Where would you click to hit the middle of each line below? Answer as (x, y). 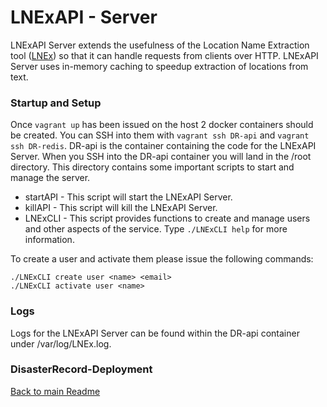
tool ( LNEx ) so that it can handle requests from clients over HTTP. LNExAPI (164, 55)
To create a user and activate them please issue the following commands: (162, 259)
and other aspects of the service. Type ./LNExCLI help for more (156, 229)
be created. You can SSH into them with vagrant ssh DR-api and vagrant (160, 135)
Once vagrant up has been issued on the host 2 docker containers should (162, 125)
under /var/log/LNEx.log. (61, 343)
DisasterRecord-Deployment (81, 369)
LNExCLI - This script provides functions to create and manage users (167, 218)
